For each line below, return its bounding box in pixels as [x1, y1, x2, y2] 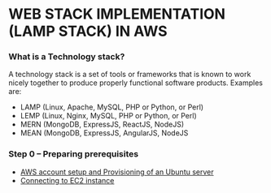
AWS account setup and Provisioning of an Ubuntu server [20, 167, 214, 177]
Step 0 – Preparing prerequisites [8, 148, 139, 160]
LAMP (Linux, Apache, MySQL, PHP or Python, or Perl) [20, 102, 204, 112]
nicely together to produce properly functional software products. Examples [8, 78, 263, 88]
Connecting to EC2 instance [20, 175, 115, 185]
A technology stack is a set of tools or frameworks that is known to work [8, 70, 251, 79]
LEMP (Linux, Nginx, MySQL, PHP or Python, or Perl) [20, 111, 197, 121]
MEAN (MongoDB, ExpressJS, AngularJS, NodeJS [20, 128, 189, 138]
